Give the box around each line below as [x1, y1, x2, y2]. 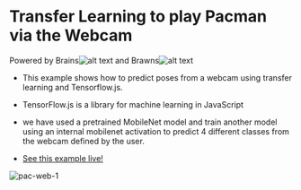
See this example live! [22, 152, 103, 163]
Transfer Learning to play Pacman [9, 6, 268, 27]
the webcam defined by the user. [22, 135, 146, 146]
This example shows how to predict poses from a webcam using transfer [22, 72, 292, 82]
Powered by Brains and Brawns [9, 55, 160, 65]
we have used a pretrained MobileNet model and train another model [22, 117, 278, 127]
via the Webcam [9, 25, 133, 46]
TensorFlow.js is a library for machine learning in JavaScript [22, 99, 244, 109]
